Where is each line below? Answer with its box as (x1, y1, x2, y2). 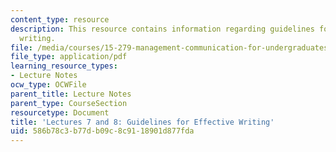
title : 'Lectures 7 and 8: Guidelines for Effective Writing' (10, 117, 275, 127)
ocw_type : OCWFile (10, 80, 87, 90)
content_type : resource (10, 14, 110, 25)
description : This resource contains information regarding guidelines (10, 24, 315, 34)
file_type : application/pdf (10, 52, 128, 62)
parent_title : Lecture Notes (10, 89, 132, 99)
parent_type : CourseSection (10, 98, 128, 108)
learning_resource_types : (10, 61, 118, 71)
